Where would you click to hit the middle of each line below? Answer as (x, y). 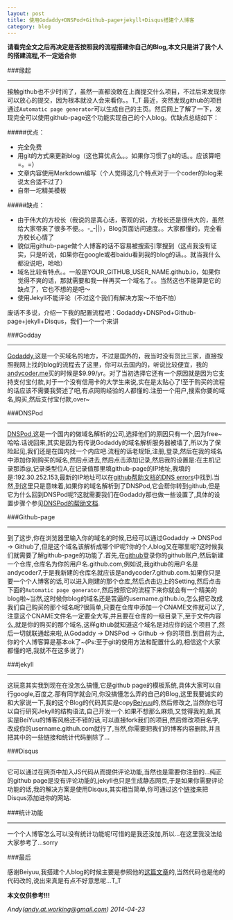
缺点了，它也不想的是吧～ (54, 289)
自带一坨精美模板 (42, 191)
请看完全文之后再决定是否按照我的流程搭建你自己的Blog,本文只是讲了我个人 (115, 47)
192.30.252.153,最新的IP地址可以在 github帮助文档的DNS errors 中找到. (114, 477)
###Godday (24, 335)
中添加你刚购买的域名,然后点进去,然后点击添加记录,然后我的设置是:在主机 (111, 460)
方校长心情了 (35, 237)
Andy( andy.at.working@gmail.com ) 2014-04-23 (76, 910)
